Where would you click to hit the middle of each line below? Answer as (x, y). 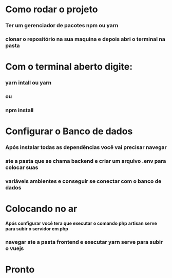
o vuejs (15, 248)
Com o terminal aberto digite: (69, 67)
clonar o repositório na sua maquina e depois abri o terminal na (85, 39)
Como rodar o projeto (52, 9)
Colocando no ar (41, 209)
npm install (20, 110)
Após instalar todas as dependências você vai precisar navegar (86, 147)
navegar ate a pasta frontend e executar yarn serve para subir (84, 242)
